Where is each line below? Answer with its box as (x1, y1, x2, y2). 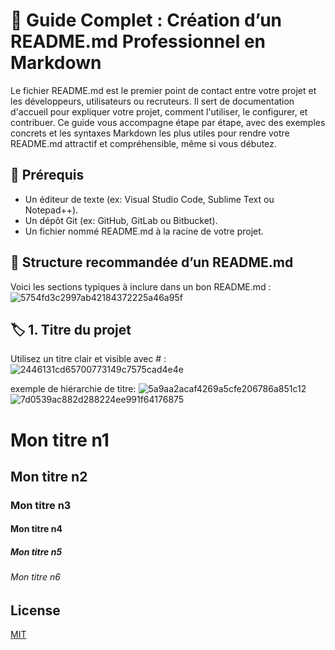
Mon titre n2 (10, 468, 88, 485)
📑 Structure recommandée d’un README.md (10, 254, 294, 271)
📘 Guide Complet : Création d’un (10, 9, 283, 32)
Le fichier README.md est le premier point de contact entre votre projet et (10, 84, 317, 96)
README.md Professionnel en (10, 30, 267, 53)
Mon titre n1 (10, 429, 110, 451)
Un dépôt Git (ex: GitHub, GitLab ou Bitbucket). (24, 214, 218, 226)
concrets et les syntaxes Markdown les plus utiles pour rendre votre (10, 127, 290, 139)
